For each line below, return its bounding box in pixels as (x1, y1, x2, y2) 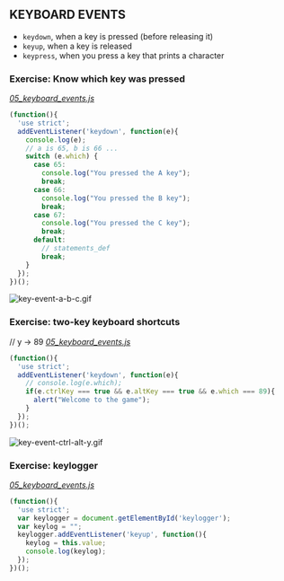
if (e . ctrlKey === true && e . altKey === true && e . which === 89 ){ (25, 387, 276, 396)
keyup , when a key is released (22, 40, 133, 51)
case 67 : (32, 210, 67, 219)
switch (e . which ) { (25, 152, 99, 161)
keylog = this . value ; (25, 539, 106, 548)
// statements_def (41, 244, 111, 253)
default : (32, 235, 67, 245)
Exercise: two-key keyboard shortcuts (9, 316, 181, 329)
